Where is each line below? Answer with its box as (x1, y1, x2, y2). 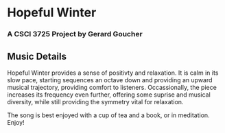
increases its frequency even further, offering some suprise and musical (7, 90, 211, 99)
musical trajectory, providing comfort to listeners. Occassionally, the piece (7, 83, 217, 91)
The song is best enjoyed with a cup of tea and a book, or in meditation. (7, 111, 211, 119)
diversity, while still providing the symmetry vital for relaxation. (7, 97, 184, 106)
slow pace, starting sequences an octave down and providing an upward (7, 75, 213, 84)
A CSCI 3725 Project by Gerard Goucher (7, 29, 143, 39)
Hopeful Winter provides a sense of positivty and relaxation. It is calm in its (7, 69, 219, 77)
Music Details (7, 50, 67, 62)
